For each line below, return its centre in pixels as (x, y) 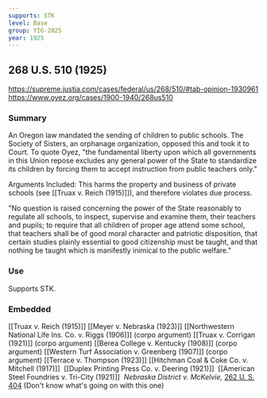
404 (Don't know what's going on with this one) (86, 385)
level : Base (28, 23)
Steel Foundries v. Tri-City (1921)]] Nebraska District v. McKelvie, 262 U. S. (132, 377)
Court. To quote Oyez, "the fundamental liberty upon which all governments (132, 153)
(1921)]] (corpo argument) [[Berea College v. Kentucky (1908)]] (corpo (123, 343)
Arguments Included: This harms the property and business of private (122, 184)
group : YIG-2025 (35, 30)
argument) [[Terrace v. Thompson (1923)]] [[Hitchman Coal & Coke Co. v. (128, 360)
